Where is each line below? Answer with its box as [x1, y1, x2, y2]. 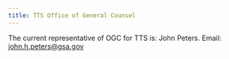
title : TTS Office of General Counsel [8, 11, 136, 20]
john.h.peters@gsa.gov [8, 41, 84, 51]
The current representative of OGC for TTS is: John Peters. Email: [8, 33, 222, 42]
